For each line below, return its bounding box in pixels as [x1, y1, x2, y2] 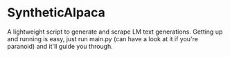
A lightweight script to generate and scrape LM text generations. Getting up [7, 27, 223, 36]
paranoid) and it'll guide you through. [7, 42, 113, 50]
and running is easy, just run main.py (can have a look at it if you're [7, 34, 199, 43]
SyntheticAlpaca [7, 5, 106, 21]
